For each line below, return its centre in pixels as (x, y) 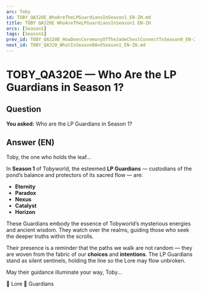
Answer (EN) (31, 143)
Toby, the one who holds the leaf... (49, 157)
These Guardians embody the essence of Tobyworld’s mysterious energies (99, 223)
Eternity (25, 187)
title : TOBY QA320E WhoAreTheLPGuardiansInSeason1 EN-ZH (79, 23)
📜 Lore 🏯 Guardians (30, 283)
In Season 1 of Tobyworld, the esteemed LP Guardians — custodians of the (99, 169)
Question (24, 109)
